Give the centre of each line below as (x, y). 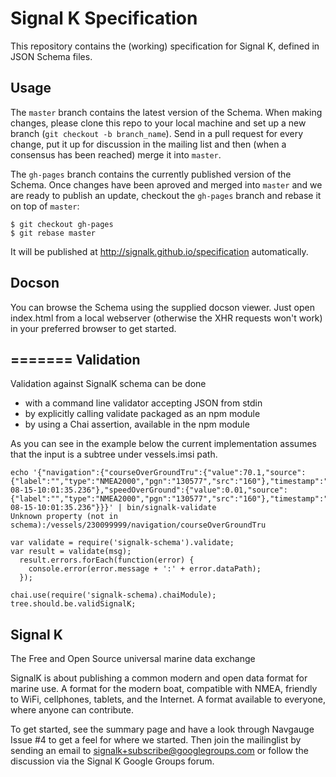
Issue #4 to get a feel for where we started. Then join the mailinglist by (156, 740)
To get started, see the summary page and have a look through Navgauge (162, 729)
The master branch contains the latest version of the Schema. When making (166, 112)
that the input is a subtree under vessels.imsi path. (114, 454)
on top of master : (45, 206)
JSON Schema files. (51, 56)
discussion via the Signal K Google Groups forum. (112, 761)
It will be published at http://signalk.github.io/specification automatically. (159, 251)
